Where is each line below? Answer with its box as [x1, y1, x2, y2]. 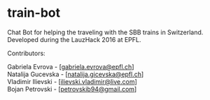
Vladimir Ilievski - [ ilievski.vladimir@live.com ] [7, 77, 138, 85]
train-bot [7, 5, 61, 21]
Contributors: [7, 49, 45, 57]
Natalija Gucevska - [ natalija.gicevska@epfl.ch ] [7, 70, 144, 78]
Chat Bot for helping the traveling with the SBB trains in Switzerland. [7, 28, 204, 36]
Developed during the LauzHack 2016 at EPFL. [7, 35, 141, 43]
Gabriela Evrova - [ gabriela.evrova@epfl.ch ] [7, 62, 134, 71]
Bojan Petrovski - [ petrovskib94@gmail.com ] [7, 85, 137, 93]
